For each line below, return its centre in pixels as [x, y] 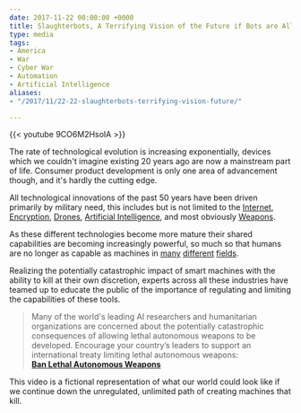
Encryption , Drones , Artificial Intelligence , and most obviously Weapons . [142, 217]
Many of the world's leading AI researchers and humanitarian [144, 317]
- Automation [34, 76]
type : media [31, 34]
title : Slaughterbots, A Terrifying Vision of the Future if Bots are [144, 26]
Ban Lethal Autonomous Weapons [96, 365]
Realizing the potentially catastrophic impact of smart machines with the [142, 271]
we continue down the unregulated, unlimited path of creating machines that [150, 391]
